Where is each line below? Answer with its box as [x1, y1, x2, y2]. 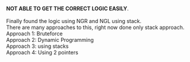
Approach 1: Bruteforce [6, 30, 63, 37]
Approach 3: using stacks [6, 43, 69, 50]
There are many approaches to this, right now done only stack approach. [6, 24, 185, 31]
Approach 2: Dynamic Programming [6, 37, 94, 43]
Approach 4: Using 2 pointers [6, 49, 78, 56]
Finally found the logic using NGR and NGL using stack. [6, 18, 142, 24]
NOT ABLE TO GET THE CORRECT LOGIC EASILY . [6, 5, 129, 12]
